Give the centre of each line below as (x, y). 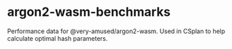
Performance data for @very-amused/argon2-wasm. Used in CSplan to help (116, 31)
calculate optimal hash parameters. (58, 38)
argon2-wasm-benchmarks (89, 12)
